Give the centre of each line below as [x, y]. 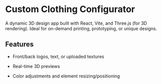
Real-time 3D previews [36, 66]
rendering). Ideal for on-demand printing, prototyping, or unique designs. [81, 28]
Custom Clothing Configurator [70, 9]
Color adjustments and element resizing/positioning [66, 76]
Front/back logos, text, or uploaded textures [58, 56]
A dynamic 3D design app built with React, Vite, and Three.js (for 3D [76, 23]
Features [19, 45]
